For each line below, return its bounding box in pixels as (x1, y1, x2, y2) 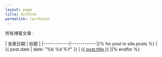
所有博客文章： (5, 30, 36, 36)
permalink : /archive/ (5, 16, 50, 21)
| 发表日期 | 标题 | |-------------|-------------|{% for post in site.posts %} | (5, 41, 158, 47)
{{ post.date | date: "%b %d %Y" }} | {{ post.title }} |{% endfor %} (5, 46, 140, 52)
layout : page (5, 7, 32, 12)
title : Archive (5, 12, 37, 17)
